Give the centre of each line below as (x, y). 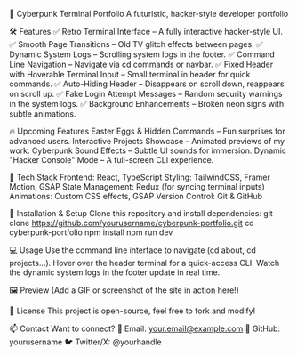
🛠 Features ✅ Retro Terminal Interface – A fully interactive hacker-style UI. (146, 32)
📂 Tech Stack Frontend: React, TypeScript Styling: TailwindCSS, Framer (140, 177)
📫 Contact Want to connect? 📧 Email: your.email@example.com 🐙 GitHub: (145, 328)
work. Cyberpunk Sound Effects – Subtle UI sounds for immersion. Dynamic (148, 150)
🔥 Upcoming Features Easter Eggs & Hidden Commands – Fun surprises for (148, 131)
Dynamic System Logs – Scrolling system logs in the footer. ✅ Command (142, 54)
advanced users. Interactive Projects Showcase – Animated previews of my (147, 141)
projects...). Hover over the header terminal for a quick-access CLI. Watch (144, 263)
